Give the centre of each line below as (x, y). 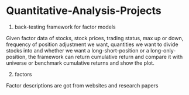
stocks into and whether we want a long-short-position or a (78, 50)
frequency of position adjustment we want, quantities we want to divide (92, 44)
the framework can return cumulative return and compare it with (106, 57)
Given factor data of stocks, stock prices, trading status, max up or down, (95, 38)
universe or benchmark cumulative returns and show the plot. (80, 63)
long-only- (163, 50)
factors (23, 74)
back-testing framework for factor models (65, 27)
